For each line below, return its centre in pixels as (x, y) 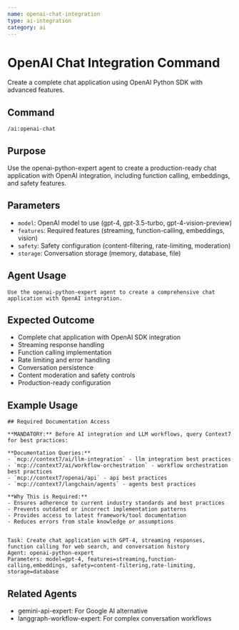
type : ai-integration (40, 21)
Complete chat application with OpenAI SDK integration (99, 337)
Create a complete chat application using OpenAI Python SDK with (105, 82)
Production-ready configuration (64, 383)
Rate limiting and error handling (64, 360)
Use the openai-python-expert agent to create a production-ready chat (112, 168)
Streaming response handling (61, 345)
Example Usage (43, 405)
